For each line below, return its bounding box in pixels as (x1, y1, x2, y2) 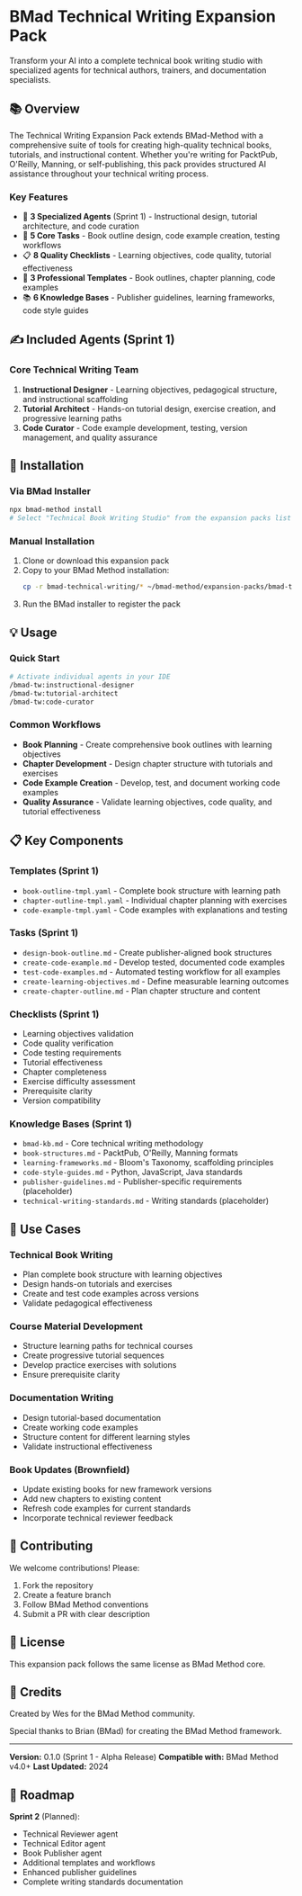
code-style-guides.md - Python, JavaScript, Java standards (22, 1167, 243, 1178)
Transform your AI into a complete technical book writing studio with (9, 55, 263, 66)
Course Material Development (9, 1320, 144, 1333)
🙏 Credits (9, 1685, 63, 1700)
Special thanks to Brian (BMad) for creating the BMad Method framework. (9, 1726, 282, 1737)
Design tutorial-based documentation (22, 1412, 162, 1423)
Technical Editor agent (22, 1838, 106, 1849)
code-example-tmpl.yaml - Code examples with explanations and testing (22, 904, 288, 915)
